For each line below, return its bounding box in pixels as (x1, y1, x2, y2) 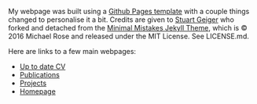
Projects (19, 78, 47, 88)
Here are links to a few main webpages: (8, 47, 136, 56)
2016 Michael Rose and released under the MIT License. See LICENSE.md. (8, 31, 249, 41)
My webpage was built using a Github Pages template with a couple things (8, 7, 250, 16)
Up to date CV (19, 62, 66, 71)
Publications (19, 70, 61, 79)
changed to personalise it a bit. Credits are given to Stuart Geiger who (8, 15, 234, 24)
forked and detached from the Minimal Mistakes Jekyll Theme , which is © (8, 23, 248, 32)
